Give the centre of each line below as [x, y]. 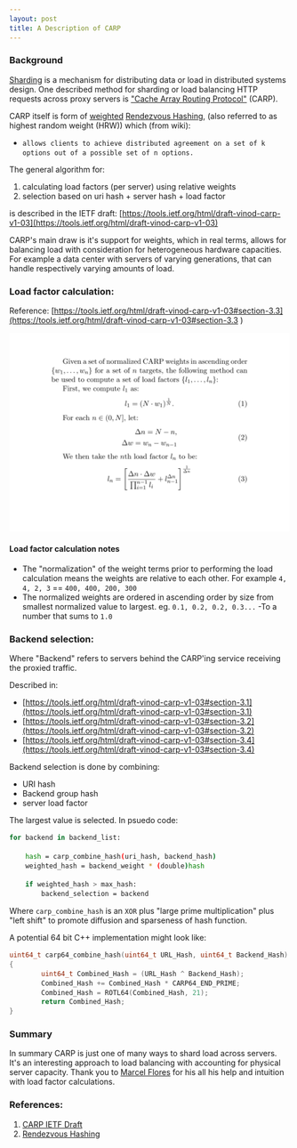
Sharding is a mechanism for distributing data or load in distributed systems [148, 79]
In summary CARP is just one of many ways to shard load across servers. [143, 1054]
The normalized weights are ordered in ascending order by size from [148, 597]
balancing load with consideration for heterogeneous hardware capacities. [145, 249]
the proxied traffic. [43, 667]
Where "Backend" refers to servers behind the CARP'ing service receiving [145, 658]
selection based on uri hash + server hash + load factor [124, 196]
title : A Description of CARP [65, 28]
